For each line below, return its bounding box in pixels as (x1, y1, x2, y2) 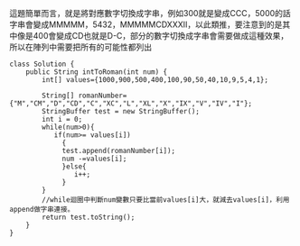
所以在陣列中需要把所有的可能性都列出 (9, 41, 152, 52)
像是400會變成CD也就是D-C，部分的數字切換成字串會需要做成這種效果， (16, 31, 289, 41)
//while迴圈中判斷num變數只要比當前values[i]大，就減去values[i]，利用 (42, 196, 290, 205)
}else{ (61, 162, 88, 171)
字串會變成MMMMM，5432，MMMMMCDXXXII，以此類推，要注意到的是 (9, 19, 283, 30)
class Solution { (9, 59, 75, 68)
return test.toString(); (42, 213, 136, 222)
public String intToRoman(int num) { (25, 68, 168, 77)
